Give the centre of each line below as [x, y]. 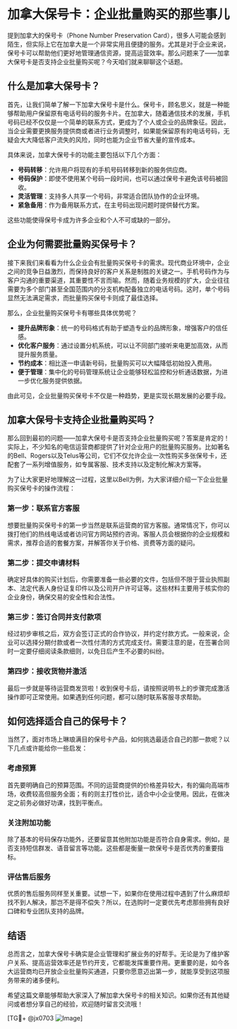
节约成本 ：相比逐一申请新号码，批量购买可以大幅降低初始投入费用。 [116, 363]
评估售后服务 [29, 877]
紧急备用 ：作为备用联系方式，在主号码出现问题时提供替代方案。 [110, 204]
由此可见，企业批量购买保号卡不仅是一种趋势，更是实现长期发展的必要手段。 [119, 395]
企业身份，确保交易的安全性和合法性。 [63, 597]
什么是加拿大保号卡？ [54, 86]
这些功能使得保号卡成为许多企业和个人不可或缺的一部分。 [91, 220]
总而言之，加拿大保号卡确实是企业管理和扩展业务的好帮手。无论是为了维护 [115, 954]
